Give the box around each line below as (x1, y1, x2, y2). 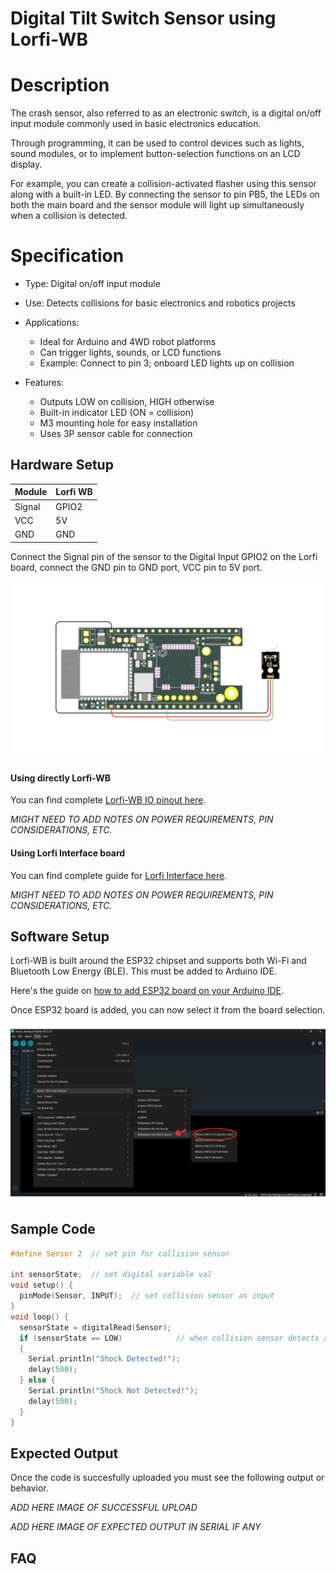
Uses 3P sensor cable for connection (39, 428, 193, 440)
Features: (24, 377, 65, 389)
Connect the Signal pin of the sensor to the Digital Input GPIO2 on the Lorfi (10, 550, 318, 562)
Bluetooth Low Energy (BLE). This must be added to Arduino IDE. (10, 965, 277, 977)
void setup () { (10, 1280, 74, 1291)
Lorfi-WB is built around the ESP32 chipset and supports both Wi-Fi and (10, 955, 307, 967)
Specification (10, 245, 125, 267)
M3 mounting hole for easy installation (39, 417, 198, 429)
